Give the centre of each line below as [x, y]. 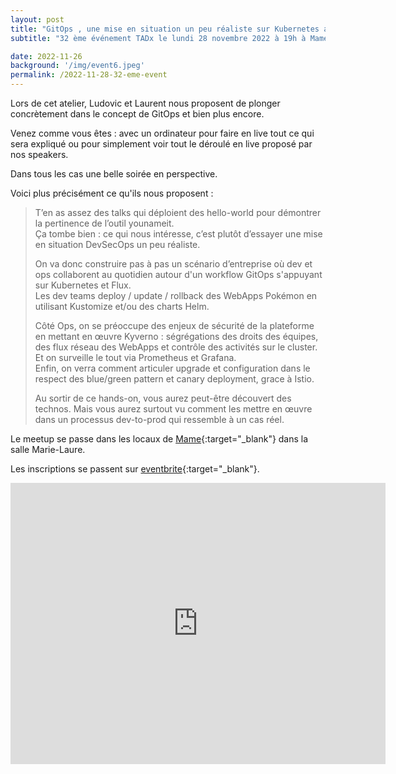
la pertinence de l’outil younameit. [104, 223]
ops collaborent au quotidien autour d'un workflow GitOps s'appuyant [178, 274]
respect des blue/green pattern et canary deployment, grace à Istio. [174, 379]
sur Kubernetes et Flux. [83, 285]
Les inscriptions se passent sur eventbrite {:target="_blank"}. [135, 469]
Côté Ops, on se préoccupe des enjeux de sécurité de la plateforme [174, 325]
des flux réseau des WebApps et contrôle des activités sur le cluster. [176, 347]
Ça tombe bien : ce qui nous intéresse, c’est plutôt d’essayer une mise [178, 234]
